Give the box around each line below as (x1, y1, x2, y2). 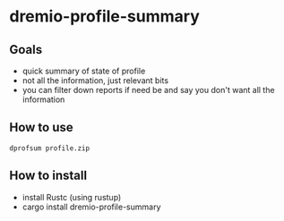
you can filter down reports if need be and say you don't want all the (22, 85, 275, 95)
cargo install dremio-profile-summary (22, 201, 161, 212)
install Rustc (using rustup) (22, 191, 122, 202)
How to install (9, 168, 88, 183)
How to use (9, 120, 73, 135)
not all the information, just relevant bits (22, 75, 168, 86)
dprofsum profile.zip (9, 143, 90, 153)
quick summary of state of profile (22, 65, 146, 76)
